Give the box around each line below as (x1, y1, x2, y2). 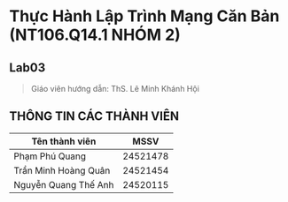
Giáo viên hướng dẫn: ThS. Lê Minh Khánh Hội (30, 84, 199, 94)
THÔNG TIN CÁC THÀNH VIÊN (9, 108, 180, 124)
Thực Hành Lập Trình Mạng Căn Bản (9, 6, 280, 26)
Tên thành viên (31, 135, 97, 147)
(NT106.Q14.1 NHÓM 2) (9, 25, 182, 45)
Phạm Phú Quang (13, 150, 87, 162)
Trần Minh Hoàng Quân (13, 164, 111, 176)
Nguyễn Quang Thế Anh (13, 178, 114, 191)
